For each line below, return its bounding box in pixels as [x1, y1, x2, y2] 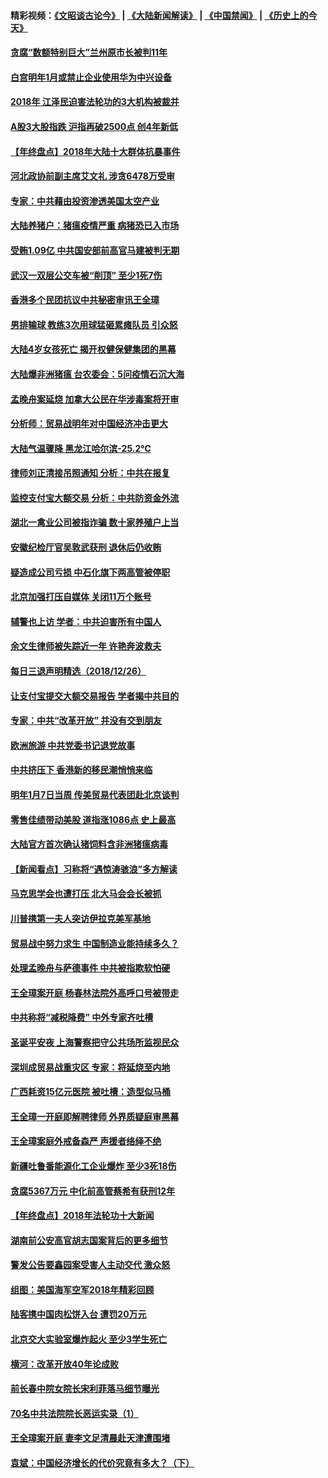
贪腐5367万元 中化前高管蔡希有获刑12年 [10, 1185, 176, 1197]
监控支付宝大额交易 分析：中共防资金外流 [10, 491, 180, 504]
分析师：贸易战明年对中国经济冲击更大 [10, 418, 168, 430]
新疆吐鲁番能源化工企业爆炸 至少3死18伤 [10, 1160, 177, 1172]
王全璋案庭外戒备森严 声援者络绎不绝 [10, 1135, 162, 1147]
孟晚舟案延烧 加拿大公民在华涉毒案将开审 [10, 393, 180, 405]
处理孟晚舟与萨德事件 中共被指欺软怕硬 [10, 962, 171, 974]
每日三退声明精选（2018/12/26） [10, 665, 147, 677]
